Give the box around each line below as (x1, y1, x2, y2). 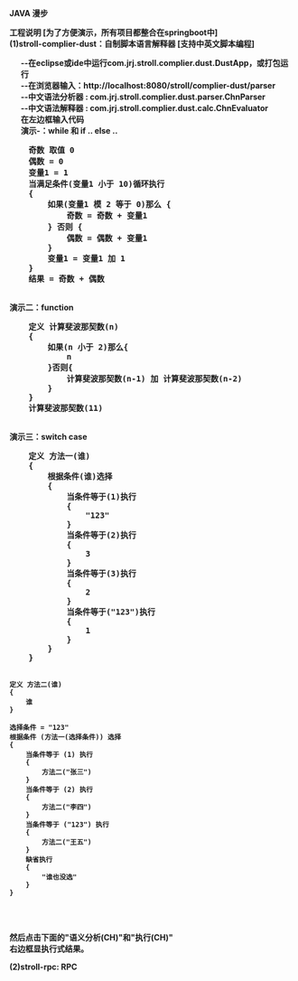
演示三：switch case (9, 432, 88, 442)
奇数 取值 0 (28, 145, 75, 155)
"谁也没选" (42, 873, 78, 882)
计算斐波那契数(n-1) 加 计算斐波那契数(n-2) (66, 374, 243, 384)
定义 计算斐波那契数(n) (28, 322, 119, 332)
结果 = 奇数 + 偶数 (28, 274, 106, 284)
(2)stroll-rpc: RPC (9, 961, 78, 972)
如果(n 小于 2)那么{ (47, 342, 129, 352)
